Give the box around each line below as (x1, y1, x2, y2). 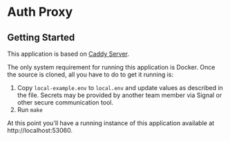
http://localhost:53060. (7, 127, 73, 134)
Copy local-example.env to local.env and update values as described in (17, 84, 223, 91)
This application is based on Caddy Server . (7, 50, 130, 58)
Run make (17, 106, 43, 113)
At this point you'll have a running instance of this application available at (7, 119, 215, 127)
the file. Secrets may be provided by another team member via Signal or (17, 91, 222, 99)
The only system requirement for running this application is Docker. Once (7, 63, 215, 71)
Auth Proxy (7, 4, 73, 20)
